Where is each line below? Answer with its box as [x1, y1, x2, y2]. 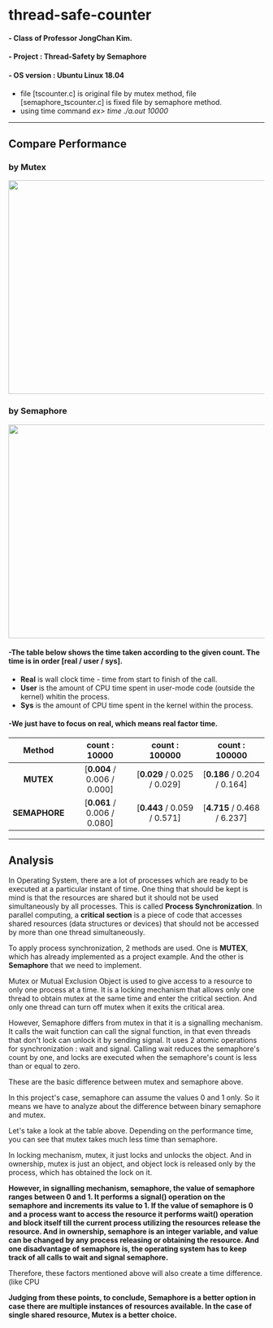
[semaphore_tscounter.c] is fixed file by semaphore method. [19, 97, 222, 107]
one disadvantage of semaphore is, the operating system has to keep [8, 1243, 247, 1253]
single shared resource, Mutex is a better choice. [8, 1309, 177, 1320]
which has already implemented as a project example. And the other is [8, 951, 244, 962]
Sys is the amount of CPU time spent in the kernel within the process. [19, 700, 253, 710]
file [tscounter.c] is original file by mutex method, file [19, 88, 197, 99]
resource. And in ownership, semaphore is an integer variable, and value [8, 1226, 258, 1236]
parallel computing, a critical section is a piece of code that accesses [8, 909, 242, 919]
